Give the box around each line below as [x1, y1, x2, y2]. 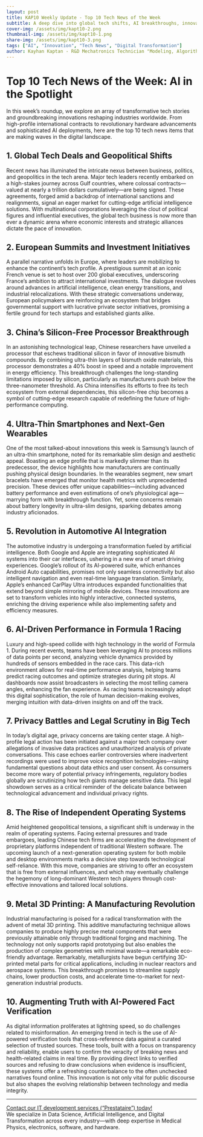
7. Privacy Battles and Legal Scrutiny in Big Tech [6, 715, 190, 726]
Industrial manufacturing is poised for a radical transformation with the [6, 915, 182, 922]
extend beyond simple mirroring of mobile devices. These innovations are [6, 587, 190, 594]
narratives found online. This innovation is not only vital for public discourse [6, 1073, 195, 1081]
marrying [6, 496, 29, 503]
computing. [40, 401, 68, 409]
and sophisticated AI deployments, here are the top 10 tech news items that [6, 127, 194, 134]
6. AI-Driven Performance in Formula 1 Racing [6, 625, 182, 635]
